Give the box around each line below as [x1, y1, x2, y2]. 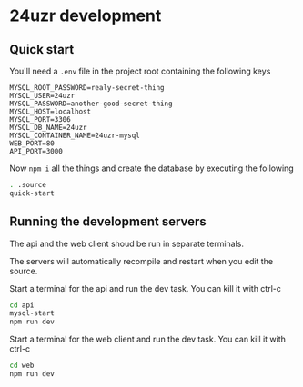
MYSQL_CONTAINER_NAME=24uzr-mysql [9, 131, 141, 140]
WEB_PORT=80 [9, 139, 55, 148]
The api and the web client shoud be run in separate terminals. [9, 238, 244, 249]
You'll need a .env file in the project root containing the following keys [9, 65, 271, 76]
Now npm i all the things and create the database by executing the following [9, 163, 294, 174]
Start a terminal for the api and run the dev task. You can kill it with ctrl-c [9, 283, 282, 293]
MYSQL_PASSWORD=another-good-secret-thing [9, 99, 173, 108]
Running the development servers [9, 214, 207, 230]
